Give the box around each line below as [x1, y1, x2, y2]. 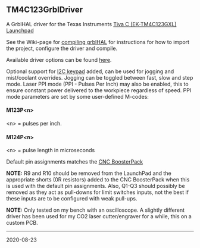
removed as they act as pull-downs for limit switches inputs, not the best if [6, 189, 189, 196]
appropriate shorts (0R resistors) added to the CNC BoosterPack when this [6, 176, 190, 183]
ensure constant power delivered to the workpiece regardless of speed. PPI [6, 86, 192, 94]
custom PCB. [6, 219, 39, 227]
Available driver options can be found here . [6, 56, 112, 63]
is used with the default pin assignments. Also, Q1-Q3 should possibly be [6, 183, 186, 190]
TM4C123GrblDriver [6, 5, 83, 15]
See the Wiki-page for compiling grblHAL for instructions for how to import [6, 38, 189, 45]
